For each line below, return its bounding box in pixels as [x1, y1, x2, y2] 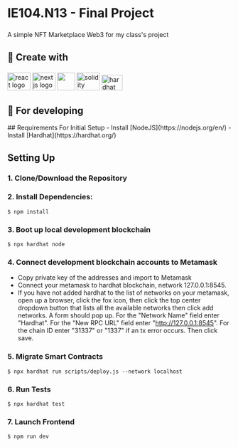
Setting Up [7, 152, 55, 164]
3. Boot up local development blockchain [7, 224, 151, 234]
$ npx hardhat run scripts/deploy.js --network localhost [7, 368, 183, 375]
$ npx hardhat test [7, 401, 65, 408]
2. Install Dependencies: [7, 192, 93, 202]
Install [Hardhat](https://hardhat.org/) [7, 131, 117, 140]
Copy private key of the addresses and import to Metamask [17, 273, 192, 282]
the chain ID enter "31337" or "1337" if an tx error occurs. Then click [17, 326, 218, 335]
